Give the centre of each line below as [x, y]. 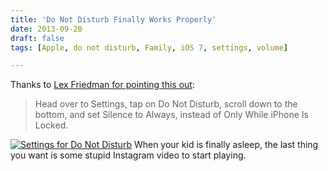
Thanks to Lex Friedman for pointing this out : [102, 85]
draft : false [37, 38]
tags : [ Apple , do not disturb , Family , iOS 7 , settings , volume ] [149, 47]
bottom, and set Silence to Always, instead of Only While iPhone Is [171, 115]
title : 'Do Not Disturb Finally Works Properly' [113, 19]
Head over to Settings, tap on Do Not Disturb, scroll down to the [166, 104]
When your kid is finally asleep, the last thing [226, 145]
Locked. [51, 125]
